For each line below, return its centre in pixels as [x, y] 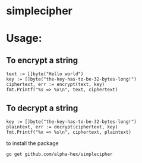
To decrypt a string [42, 108]
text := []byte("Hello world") [45, 74]
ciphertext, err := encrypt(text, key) [56, 85]
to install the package [32, 143]
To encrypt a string [42, 60]
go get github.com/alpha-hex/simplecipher [59, 154]
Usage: [24, 39]
